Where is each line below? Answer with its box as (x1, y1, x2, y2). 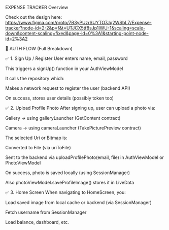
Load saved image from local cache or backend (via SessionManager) (5, 200, 152, 205)
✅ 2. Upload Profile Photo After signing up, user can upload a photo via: (5, 105, 156, 111)
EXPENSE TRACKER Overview (5, 5, 69, 10)
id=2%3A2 (5, 36, 28, 42)
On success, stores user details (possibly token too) (5, 95, 114, 101)
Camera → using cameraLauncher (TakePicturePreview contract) (5, 125, 141, 131)
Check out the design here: (5, 14, 62, 20)
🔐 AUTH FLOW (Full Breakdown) (5, 46, 73, 51)
